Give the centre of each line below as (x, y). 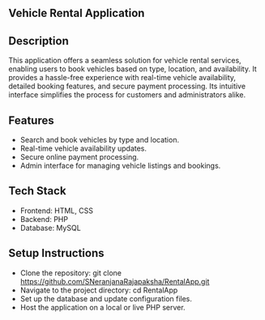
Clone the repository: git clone (71, 273)
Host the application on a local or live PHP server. (103, 307)
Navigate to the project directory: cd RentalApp (99, 290)
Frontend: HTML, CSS (56, 211)
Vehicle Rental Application (77, 13)
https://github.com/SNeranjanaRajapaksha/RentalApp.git (115, 281)
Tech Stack (37, 191)
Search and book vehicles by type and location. (100, 140)
